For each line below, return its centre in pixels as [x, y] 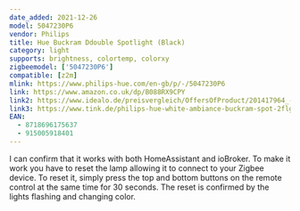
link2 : [21, 100]
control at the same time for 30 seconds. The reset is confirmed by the [139, 187]
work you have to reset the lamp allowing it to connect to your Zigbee [137, 168]
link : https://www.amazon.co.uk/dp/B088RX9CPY [97, 92]
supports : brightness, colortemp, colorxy [89, 59]
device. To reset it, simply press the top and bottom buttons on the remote [146, 177]
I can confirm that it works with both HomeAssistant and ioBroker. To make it [150, 158]
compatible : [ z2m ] [43, 76]
